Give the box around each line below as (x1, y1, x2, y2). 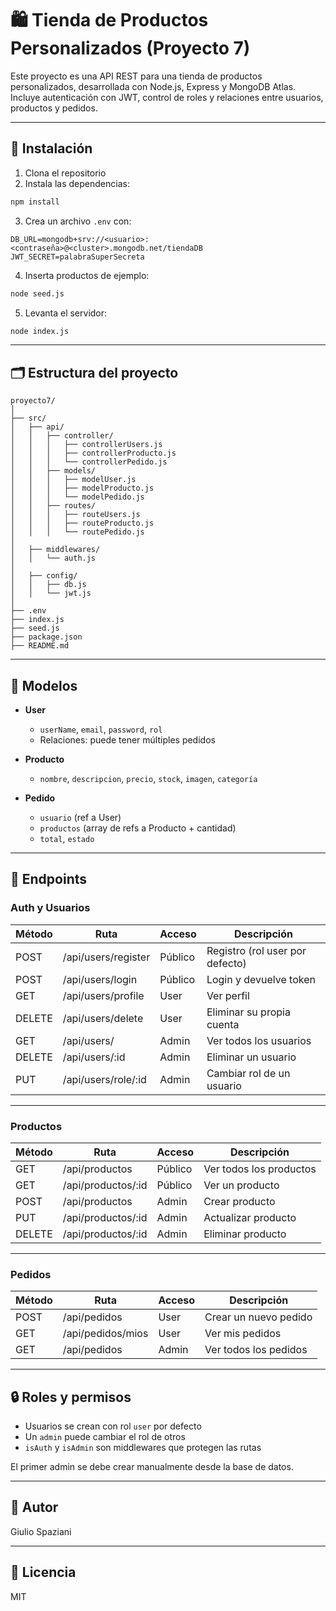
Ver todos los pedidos (204, 1343, 308, 1357)
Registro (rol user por (206, 943, 307, 957)
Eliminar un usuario (206, 1050, 297, 1064)
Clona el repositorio (24, 167, 107, 179)
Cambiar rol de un (206, 1066, 291, 1080)
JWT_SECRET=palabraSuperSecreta (10, 252, 145, 262)
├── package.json (10, 632, 83, 642)
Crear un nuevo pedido (204, 1310, 313, 1324)
